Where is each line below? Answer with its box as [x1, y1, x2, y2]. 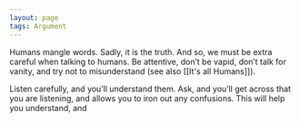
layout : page [9, 13, 59, 23]
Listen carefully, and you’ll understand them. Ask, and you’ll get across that [9, 83, 291, 94]
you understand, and [9, 102, 88, 113]
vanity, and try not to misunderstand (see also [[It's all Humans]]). [9, 65, 256, 77]
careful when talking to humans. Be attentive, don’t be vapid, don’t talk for [9, 56, 286, 67]
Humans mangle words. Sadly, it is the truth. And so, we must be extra [9, 46, 273, 57]
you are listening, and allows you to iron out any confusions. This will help [9, 92, 285, 104]
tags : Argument [9, 22, 67, 31]
